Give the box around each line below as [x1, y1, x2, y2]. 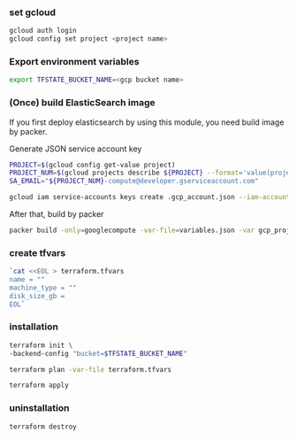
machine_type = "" [9, 283, 77, 292]
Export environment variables [9, 55, 140, 67]
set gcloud [9, 6, 56, 19]
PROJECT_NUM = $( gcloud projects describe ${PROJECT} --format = [9, 168, 243, 178]
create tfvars [9, 246, 66, 259]
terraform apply [9, 381, 69, 390]
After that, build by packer [9, 209, 104, 220]
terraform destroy [9, 422, 77, 431]
